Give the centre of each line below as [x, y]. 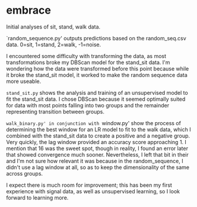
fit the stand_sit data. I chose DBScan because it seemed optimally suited [96, 99]
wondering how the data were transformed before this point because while [98, 68]
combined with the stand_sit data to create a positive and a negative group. [98, 136]
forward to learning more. [37, 198]
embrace [29, 10]
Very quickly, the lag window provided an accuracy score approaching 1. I [96, 142]
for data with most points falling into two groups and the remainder [88, 105]
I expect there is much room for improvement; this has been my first [89, 185]
